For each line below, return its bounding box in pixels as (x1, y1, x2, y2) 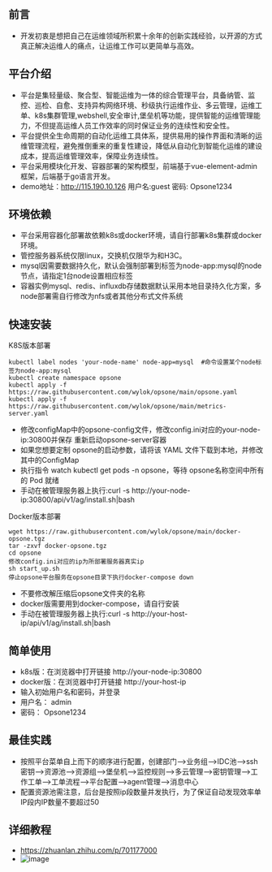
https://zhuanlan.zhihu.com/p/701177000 (19, 845, 158, 855)
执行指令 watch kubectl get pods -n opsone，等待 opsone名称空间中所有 (19, 465, 265, 475)
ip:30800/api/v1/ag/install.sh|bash (19, 494, 136, 505)
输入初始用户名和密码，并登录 (19, 687, 120, 697)
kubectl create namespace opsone (8, 374, 122, 382)
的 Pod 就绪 (19, 476, 59, 486)
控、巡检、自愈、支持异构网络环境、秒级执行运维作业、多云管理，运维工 (19, 100, 262, 110)
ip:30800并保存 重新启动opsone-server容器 (19, 435, 167, 445)
